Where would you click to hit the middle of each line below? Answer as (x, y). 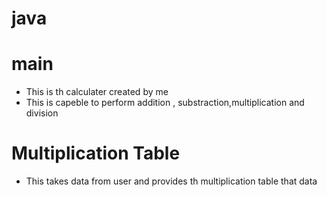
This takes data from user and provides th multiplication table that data (171, 181)
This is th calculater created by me (97, 92)
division (42, 113)
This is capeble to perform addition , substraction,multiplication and (165, 103)
